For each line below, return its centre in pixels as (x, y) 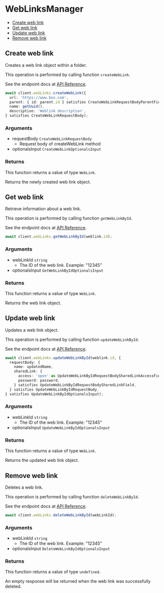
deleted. (13, 587)
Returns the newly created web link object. (48, 182)
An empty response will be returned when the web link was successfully (78, 581)
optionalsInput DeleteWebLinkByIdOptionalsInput (61, 549)
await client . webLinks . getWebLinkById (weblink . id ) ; (59, 237)
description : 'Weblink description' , (48, 111)
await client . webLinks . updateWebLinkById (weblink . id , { (63, 358)
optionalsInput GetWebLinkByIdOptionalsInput (58, 270)
